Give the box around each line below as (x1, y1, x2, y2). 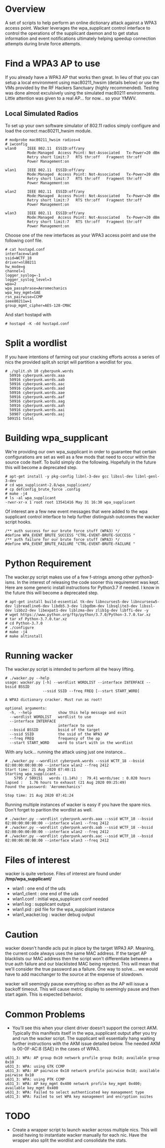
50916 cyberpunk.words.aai (9, 407, 65, 412)
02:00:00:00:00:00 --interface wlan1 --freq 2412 (5, 821, 109, 826)
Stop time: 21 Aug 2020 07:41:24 (5, 793, 74, 798)
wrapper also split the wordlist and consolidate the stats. (12, 1137, 127, 1144)
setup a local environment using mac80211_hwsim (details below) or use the (5, 79, 160, 85)
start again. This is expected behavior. (5, 991, 83, 997)
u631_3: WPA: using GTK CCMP (5, 1064, 65, 1069)
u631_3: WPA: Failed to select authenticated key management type (5, 1090, 144, 1095)
